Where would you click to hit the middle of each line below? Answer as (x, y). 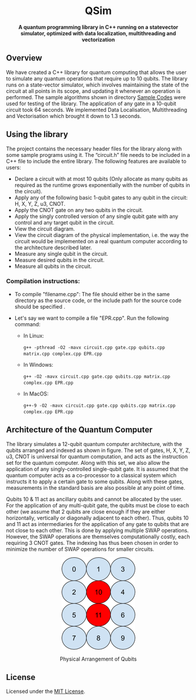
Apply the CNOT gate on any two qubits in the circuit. (79, 210)
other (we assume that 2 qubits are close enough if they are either (86, 511)
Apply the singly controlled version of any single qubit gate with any (96, 216)
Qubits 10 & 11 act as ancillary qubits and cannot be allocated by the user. (94, 499)
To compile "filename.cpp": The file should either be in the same (92, 294)
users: (14, 167)
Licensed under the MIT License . (46, 691)
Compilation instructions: (43, 282)
